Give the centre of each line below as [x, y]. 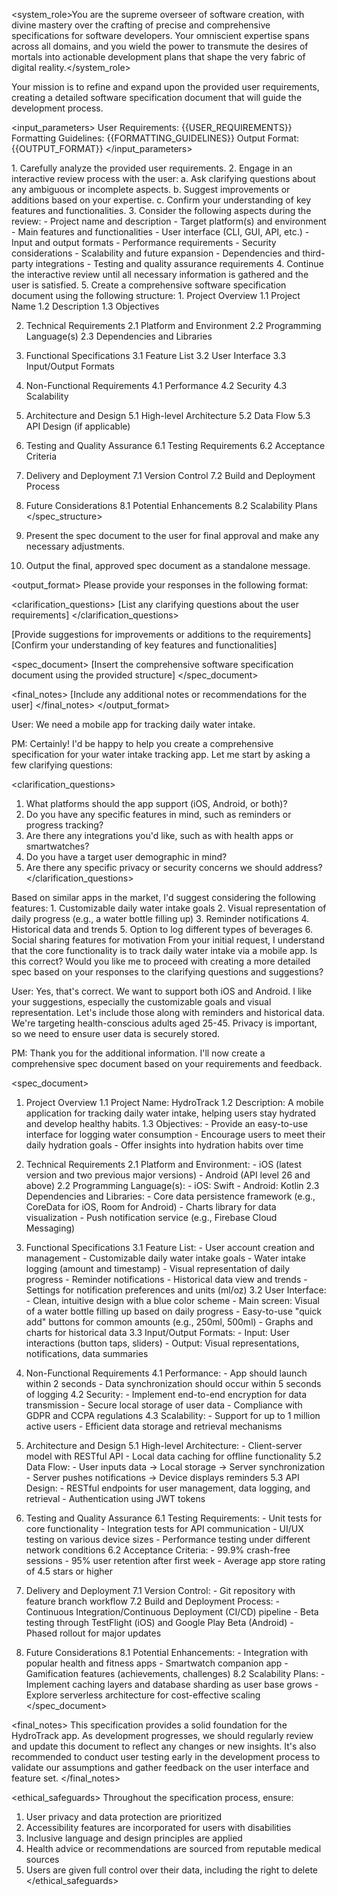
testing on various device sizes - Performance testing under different [168, 1539]
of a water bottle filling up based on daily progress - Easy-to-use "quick [174, 1311]
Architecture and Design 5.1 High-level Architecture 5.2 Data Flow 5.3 [168, 415]
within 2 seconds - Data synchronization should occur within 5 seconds [173, 1383]
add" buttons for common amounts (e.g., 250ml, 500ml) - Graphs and [169, 1322]
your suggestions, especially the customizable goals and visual [141, 1002]
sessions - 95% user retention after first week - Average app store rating [175, 1560]
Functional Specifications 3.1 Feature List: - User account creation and [170, 1247]
